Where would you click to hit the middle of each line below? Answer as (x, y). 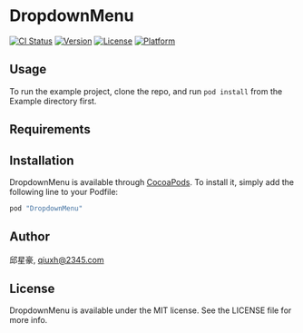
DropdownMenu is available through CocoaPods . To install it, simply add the (152, 181)
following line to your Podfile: (64, 191)
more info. (29, 320)
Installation (42, 160)
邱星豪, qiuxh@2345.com (57, 260)
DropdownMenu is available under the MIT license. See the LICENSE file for (151, 310)
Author (29, 237)
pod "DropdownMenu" (46, 208)
